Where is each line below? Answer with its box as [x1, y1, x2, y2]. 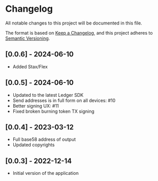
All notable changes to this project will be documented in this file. [5, 20, 143, 26]
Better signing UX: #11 [12, 102, 59, 109]
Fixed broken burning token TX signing [12, 108, 94, 114]
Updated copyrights [12, 142, 55, 148]
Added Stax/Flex [12, 63, 48, 69]
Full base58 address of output [12, 136, 76, 143]
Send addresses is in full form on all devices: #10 [12, 97, 116, 104]
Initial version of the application [12, 170, 79, 176]
